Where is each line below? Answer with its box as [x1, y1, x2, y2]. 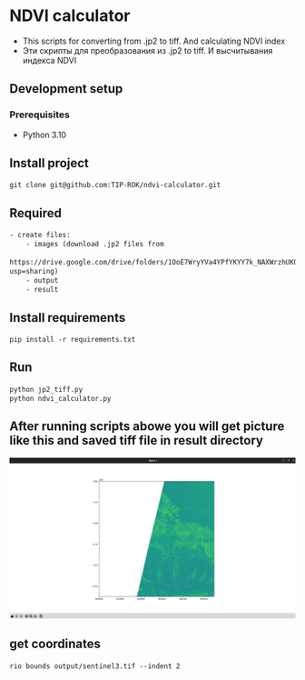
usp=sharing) [9, 267, 59, 276]
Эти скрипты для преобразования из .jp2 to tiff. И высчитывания [22, 45, 273, 55]
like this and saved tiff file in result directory [9, 433, 263, 448]
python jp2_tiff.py [9, 385, 84, 394]
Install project [9, 155, 89, 171]
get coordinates [9, 636, 102, 652]
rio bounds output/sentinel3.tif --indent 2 [9, 661, 181, 671]
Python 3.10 [22, 129, 66, 140]
